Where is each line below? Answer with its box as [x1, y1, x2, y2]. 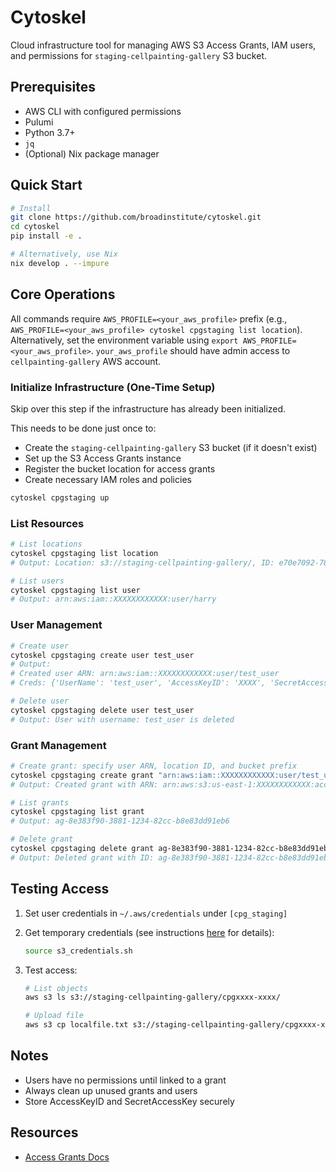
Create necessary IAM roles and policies [24, 473, 192, 485]
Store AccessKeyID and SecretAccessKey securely [24, 1095, 235, 1107]
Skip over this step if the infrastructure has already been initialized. [10, 402, 287, 415]
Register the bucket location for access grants [24, 462, 216, 475]
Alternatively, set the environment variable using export [10, 334, 239, 346]
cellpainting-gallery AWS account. [10, 355, 162, 367]
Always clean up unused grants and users [24, 1084, 198, 1096]
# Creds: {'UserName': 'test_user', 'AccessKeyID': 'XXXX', [10, 678, 267, 688]
